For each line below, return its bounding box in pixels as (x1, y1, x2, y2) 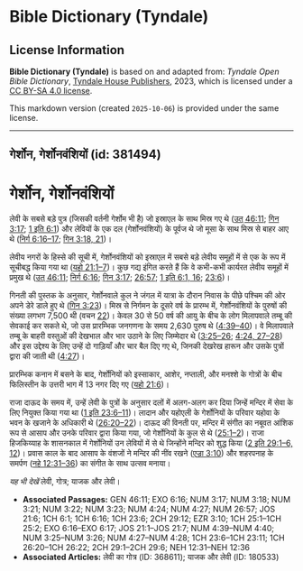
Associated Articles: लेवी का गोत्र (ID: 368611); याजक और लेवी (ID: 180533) (22, 552, 280, 563)
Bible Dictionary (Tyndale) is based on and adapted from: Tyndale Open (9, 66, 280, 77)
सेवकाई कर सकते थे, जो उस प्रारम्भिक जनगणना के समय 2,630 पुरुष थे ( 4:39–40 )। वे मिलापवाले (9, 320, 294, 331)
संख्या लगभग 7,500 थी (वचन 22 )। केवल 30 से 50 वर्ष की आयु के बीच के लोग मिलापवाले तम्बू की (9, 310, 293, 321)
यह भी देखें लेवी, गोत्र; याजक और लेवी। (9, 476, 121, 487)
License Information (9, 42, 124, 58)
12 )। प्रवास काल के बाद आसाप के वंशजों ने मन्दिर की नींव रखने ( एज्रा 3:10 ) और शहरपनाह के (9, 448, 274, 459)
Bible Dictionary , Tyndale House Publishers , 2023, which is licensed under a (9, 76, 293, 87)
